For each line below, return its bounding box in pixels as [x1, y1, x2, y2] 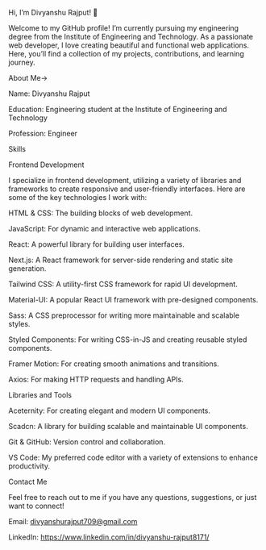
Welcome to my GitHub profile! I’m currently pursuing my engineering [8, 23, 239, 32]
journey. [8, 57, 35, 67]
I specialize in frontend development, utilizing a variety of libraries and [8, 176, 242, 185]
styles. [8, 319, 31, 328]
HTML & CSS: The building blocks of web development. [8, 208, 193, 218]
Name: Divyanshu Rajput [8, 89, 90, 98]
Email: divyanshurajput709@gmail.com [8, 517, 138, 526]
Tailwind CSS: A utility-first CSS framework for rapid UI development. [8, 279, 238, 289]
